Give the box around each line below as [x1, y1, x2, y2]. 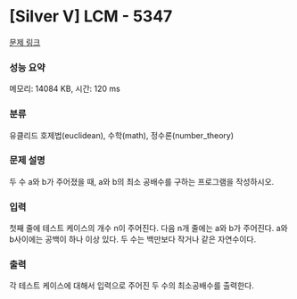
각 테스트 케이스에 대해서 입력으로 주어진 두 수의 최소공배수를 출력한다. [9, 280, 254, 291]
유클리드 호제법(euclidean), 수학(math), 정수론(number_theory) [9, 129, 235, 140]
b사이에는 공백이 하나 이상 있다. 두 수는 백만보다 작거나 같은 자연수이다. [9, 234, 257, 245]
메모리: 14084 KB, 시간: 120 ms [9, 83, 120, 95]
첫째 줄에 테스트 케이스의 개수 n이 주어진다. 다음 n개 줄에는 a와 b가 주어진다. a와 [9, 223, 288, 234]
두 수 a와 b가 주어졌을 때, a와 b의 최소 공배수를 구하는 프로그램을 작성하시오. [9, 176, 275, 187]
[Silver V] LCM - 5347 [9, 6, 173, 27]
